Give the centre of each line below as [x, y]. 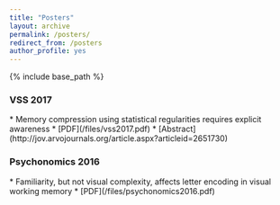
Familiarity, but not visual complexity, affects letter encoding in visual [143, 182]
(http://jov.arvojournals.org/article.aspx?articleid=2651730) [118, 138]
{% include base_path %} [57, 76]
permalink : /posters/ [50, 34]
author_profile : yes [48, 51]
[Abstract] [177, 129]
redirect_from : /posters [56, 43]
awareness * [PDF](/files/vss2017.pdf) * [83, 129]
